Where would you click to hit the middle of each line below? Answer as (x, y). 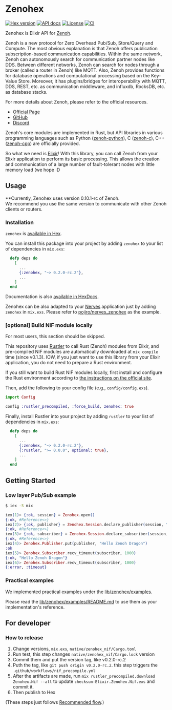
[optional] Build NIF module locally (49, 325)
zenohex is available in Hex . (34, 234)
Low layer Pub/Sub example (41, 495)
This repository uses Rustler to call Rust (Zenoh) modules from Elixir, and (82, 346)
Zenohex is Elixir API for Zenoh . (38, 33)
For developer (28, 623)
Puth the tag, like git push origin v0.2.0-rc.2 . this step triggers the (85, 665)
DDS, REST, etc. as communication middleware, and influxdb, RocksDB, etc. (85, 86)
